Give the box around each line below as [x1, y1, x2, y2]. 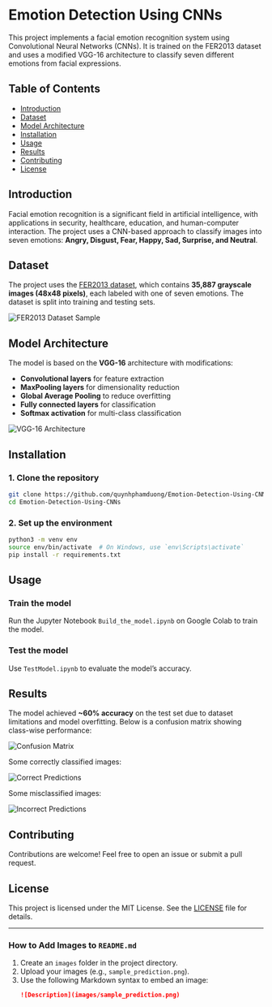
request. [8, 858, 36, 868]
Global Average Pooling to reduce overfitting [19, 391, 172, 401]
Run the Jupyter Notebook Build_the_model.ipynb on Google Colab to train [8, 616, 258, 626]
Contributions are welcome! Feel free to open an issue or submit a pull [8, 849, 243, 859]
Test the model [8, 645, 69, 656]
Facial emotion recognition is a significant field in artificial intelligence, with [8, 209, 259, 218]
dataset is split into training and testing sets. [8, 297, 155, 307]
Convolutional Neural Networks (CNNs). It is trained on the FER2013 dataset [8, 41, 261, 50]
